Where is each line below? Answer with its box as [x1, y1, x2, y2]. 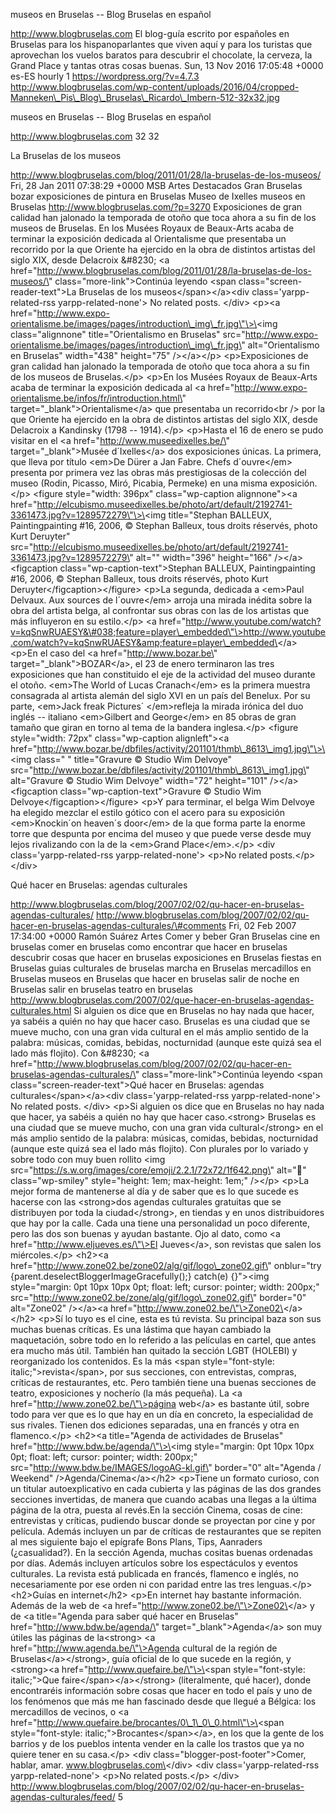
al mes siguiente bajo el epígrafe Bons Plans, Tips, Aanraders [10, 1536, 263, 1548]
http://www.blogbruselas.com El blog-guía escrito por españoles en [10, 28, 290, 39]
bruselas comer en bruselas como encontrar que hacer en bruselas [10, 941, 288, 953]
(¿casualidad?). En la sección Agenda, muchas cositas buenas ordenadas [10, 1547, 313, 1558]
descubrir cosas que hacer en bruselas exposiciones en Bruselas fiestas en [10, 952, 322, 963]
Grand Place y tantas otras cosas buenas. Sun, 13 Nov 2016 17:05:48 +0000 [10, 60, 324, 71]
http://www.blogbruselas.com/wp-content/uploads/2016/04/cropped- [10, 81, 300, 93]
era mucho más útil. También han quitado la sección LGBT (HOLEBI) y [10, 1345, 298, 1356]
